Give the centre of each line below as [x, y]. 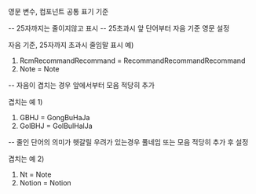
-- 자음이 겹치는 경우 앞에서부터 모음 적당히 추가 [82, 85]
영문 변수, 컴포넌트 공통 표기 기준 [59, 11]
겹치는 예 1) [26, 102]
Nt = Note [35, 174]
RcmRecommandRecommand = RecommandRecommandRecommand [132, 60]
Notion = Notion [46, 183]
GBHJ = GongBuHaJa [55, 117]
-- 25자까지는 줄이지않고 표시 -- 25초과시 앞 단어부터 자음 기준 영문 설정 [119, 28]
